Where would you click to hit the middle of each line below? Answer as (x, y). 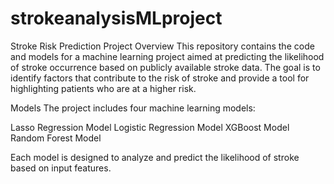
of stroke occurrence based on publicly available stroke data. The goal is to (165, 67)
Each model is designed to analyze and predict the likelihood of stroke (155, 157)
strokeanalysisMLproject (116, 18)
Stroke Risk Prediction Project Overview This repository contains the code (162, 46)
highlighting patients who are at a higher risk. (103, 88)
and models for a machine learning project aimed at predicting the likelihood (167, 56)
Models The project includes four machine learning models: (133, 108)
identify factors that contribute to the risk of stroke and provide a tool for (160, 78)
